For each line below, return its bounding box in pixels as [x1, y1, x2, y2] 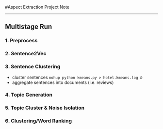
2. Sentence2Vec [5, 50, 47, 57]
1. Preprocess [5, 37, 38, 44]
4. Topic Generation [5, 92, 52, 98]
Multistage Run [5, 23, 52, 31]
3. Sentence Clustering [5, 63, 61, 70]
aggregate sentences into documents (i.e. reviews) [12, 80, 114, 85]
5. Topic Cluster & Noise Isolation [5, 104, 85, 111]
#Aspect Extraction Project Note [5, 4, 69, 10]
